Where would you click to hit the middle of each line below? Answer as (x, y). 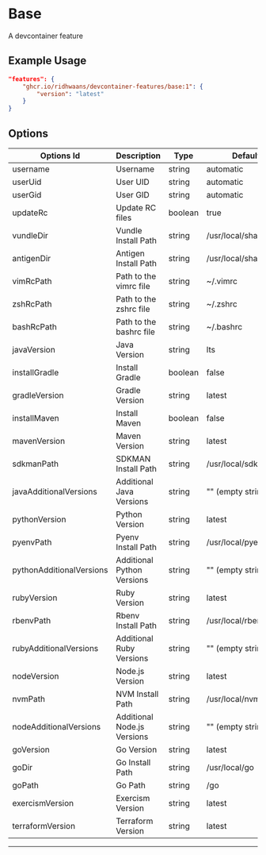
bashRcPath (34, 326)
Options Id (60, 156)
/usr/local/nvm (234, 699)
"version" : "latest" (70, 94)
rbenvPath (32, 620)
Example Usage (47, 61)
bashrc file (136, 332)
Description (138, 156)
